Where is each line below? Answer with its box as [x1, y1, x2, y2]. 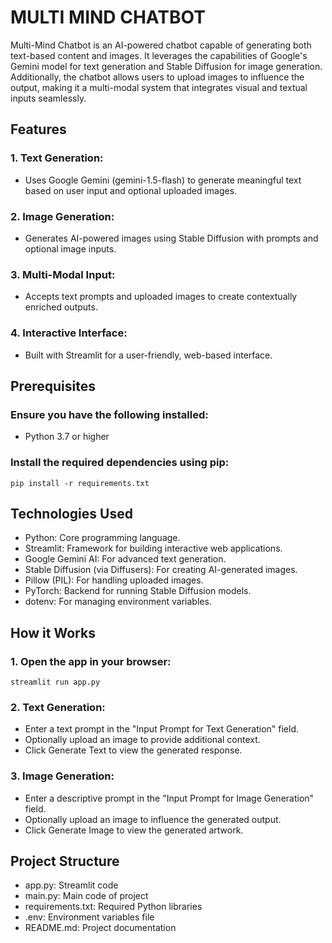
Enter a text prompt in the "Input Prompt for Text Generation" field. [24, 723, 299, 735]
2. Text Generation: [10, 700, 106, 714]
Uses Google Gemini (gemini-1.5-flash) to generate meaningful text [24, 174, 302, 186]
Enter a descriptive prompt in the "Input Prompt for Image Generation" [24, 792, 315, 804]
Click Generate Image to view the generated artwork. [24, 824, 244, 836]
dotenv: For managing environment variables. [24, 596, 212, 608]
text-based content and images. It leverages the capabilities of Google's [10, 49, 308, 61]
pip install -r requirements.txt [10, 478, 150, 488]
